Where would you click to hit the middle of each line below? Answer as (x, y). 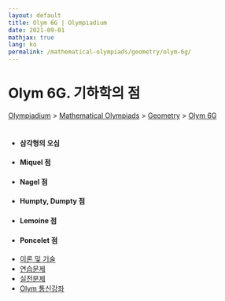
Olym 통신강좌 (42, 288)
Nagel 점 (33, 182)
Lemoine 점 (38, 220)
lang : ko (22, 45)
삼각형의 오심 (40, 143)
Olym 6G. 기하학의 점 (74, 93)
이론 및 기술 (38, 259)
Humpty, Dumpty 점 (52, 201)
